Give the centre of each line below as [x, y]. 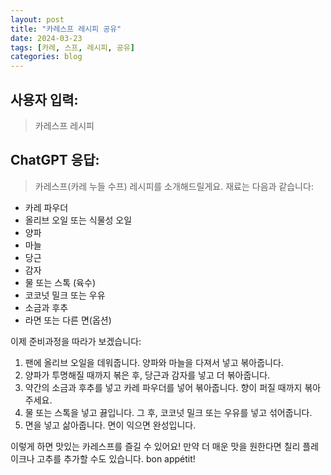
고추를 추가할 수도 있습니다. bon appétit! [116, 458]
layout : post [37, 19]
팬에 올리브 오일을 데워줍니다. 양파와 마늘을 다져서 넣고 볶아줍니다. [154, 362]
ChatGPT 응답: [55, 160]
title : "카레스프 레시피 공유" [66, 29]
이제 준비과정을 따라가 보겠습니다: [76, 341]
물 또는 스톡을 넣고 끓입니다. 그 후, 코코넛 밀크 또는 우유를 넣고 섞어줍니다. [168, 412]
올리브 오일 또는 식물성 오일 [78, 220]
